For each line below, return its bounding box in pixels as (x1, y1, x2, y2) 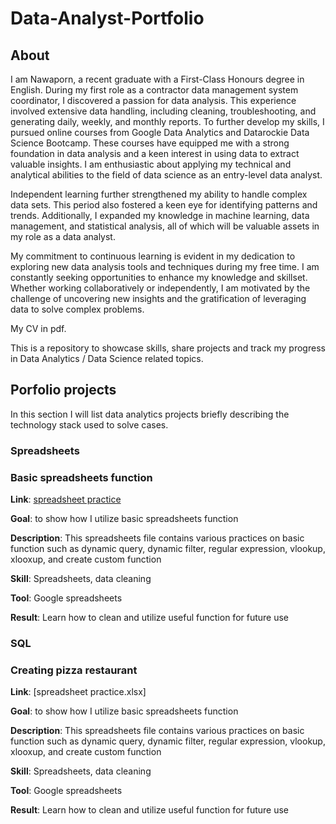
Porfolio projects (10, 382, 117, 399)
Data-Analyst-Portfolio (10, 7, 205, 30)
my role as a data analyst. (10, 231, 116, 242)
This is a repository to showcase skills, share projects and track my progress (10, 342, 326, 354)
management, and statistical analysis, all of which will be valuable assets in (10, 220, 320, 232)
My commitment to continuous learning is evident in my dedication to (10, 250, 296, 262)
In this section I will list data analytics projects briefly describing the (10, 408, 290, 420)
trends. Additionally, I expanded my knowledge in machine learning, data (10, 210, 310, 221)
